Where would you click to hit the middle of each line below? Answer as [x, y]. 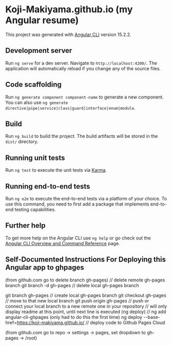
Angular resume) [42, 20]
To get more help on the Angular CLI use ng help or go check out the [78, 238]
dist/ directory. [22, 141]
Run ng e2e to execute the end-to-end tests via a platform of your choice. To [86, 199]
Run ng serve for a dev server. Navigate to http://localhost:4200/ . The [81, 63]
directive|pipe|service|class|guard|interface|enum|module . [70, 108]
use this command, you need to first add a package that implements [77, 204]
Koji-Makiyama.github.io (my [69, 9]
